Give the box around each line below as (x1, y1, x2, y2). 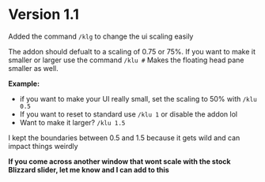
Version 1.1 (8, 6, 79, 24)
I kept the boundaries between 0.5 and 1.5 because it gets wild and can (8, 132, 240, 143)
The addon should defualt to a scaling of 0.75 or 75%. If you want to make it (8, 46, 256, 56)
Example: (8, 79, 40, 88)
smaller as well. (8, 63, 59, 72)
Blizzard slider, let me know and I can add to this (8, 165, 170, 174)
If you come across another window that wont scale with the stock (8, 156, 231, 166)
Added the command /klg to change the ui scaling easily (8, 32, 194, 41)
